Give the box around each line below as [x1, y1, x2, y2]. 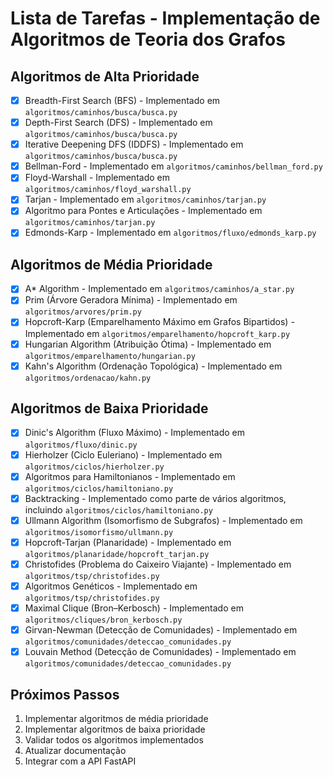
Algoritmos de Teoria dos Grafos [10, 28, 286, 51]
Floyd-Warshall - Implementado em [24, 172, 170, 184]
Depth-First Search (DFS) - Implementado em [24, 117, 213, 129]
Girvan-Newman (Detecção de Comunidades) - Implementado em [24, 624, 298, 636]
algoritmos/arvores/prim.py [24, 307, 142, 317]
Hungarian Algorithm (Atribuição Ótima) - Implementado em [24, 338, 272, 350]
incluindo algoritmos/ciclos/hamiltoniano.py [24, 503, 213, 516]
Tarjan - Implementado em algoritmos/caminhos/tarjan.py [24, 193, 267, 206]
